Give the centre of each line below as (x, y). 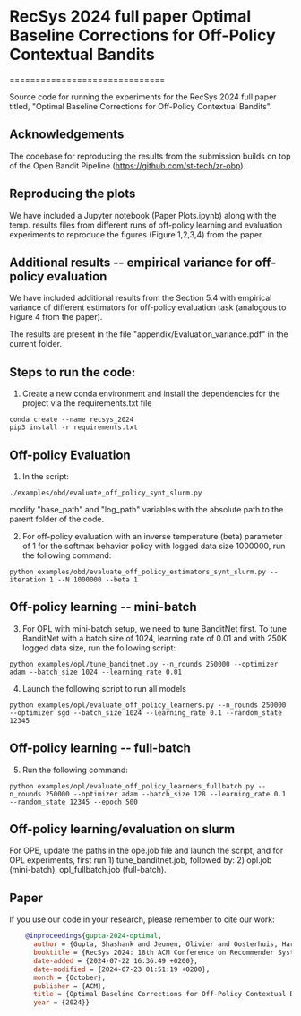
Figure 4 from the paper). (56, 317)
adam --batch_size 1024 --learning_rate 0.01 (95, 672)
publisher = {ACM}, (69, 986)
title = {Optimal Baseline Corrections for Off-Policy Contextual (159, 994)
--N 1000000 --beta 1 (98, 580)
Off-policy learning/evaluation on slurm (122, 829)
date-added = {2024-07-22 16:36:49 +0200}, (116, 960)
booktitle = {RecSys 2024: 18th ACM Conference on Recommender (154, 952)
